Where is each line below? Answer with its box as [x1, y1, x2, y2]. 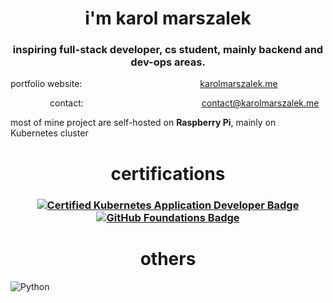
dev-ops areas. [130, 55, 206, 69]
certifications [110, 162, 226, 185]
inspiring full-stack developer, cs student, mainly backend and [12, 43, 324, 57]
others [139, 247, 197, 270]
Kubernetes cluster [10, 127, 89, 139]
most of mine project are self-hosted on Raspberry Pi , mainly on [10, 117, 277, 129]
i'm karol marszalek [84, 7, 252, 30]
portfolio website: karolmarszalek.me [10, 78, 278, 90]
